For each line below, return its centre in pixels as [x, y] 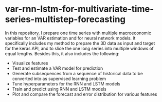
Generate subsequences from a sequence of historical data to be [77, 73]
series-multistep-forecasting [65, 19]
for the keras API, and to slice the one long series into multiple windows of [80, 48]
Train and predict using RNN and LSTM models [59, 89]
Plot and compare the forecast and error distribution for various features [84, 94]
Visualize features [30, 63]
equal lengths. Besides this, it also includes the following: [62, 53]
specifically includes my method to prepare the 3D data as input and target [80, 43]
